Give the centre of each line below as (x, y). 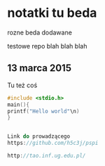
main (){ (19, 104)
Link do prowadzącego (39, 136)
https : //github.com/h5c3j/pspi (53, 143)
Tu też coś (22, 85)
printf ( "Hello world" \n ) (43, 111)
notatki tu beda (52, 13)
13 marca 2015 (40, 68)
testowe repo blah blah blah (47, 46)
